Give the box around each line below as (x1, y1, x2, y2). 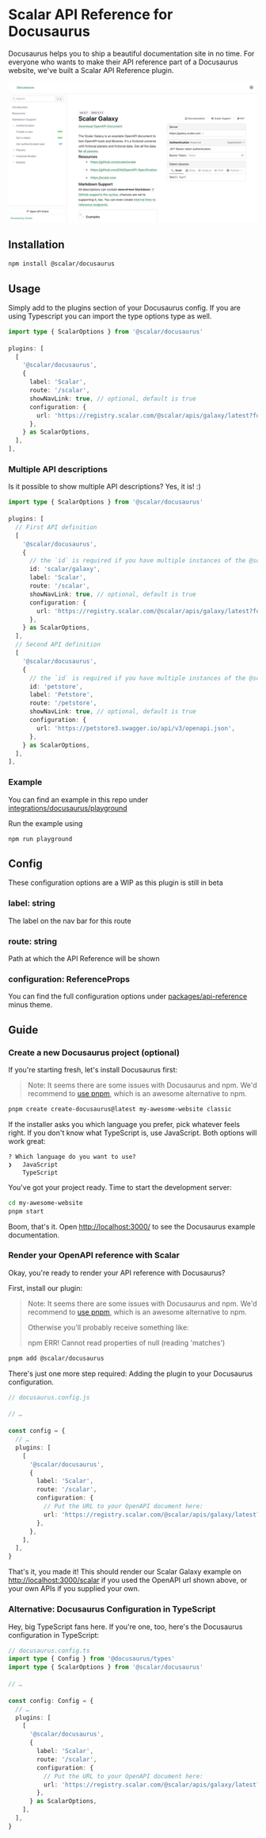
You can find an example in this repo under (8, 794, 149, 804)
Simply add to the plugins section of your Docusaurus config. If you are (8, 303, 241, 312)
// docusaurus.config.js (8, 1393, 90, 1401)
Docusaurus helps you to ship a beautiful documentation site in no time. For (8, 48, 255, 58)
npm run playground (8, 835, 73, 843)
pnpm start (8, 1207, 44, 1215)
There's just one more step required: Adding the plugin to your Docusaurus (8, 1369, 253, 1378)
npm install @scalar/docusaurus (8, 260, 115, 268)
